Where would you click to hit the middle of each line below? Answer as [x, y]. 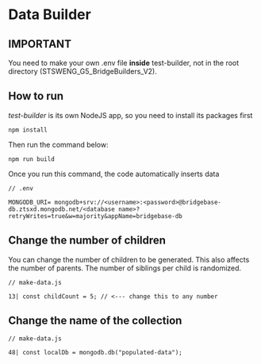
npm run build [32, 159]
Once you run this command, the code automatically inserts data [114, 174]
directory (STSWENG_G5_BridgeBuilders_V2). [83, 71]
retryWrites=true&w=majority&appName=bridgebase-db [95, 216]
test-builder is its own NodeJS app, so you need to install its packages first [130, 115]
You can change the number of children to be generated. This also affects [129, 259]
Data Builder [50, 15]
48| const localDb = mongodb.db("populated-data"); [95, 353]
